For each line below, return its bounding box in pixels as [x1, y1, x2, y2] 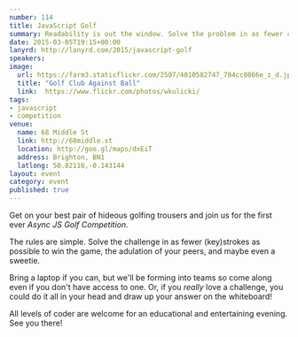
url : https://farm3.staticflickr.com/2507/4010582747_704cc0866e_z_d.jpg [17, 71, 295, 80]
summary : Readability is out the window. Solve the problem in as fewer [9, 29, 284, 38]
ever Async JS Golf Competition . [9, 219, 129, 230]
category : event [9, 178, 69, 187]
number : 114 [9, 12, 53, 22]
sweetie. [9, 256, 41, 265]
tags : [9, 95, 29, 104]
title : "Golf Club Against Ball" [17, 79, 141, 88]
